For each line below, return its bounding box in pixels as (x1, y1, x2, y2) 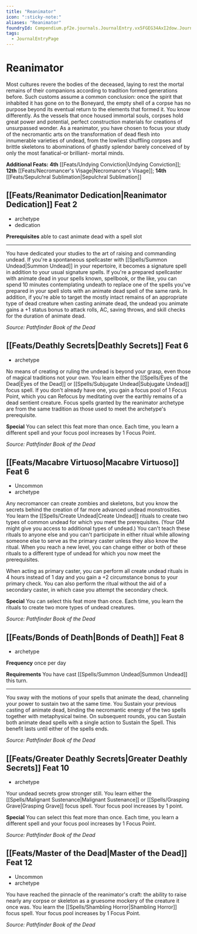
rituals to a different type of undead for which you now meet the (6, 550, 161, 557)
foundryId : (6, 25, 33, 31)
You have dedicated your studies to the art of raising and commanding (6, 249, 176, 256)
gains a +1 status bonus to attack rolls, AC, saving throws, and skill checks (6, 306, 186, 313)
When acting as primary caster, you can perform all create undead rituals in (6, 568, 189, 575)
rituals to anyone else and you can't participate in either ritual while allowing (6, 531, 190, 538)
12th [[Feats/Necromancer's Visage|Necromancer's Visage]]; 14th (6, 167, 167, 174)
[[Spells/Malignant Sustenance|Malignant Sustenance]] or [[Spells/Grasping (6, 796, 189, 803)
